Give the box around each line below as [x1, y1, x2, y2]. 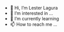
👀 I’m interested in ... [10, 10, 53, 16]
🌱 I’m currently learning [10, 16, 59, 21]
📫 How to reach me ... [10, 21, 57, 27]
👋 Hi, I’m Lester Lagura [10, 5, 58, 11]
